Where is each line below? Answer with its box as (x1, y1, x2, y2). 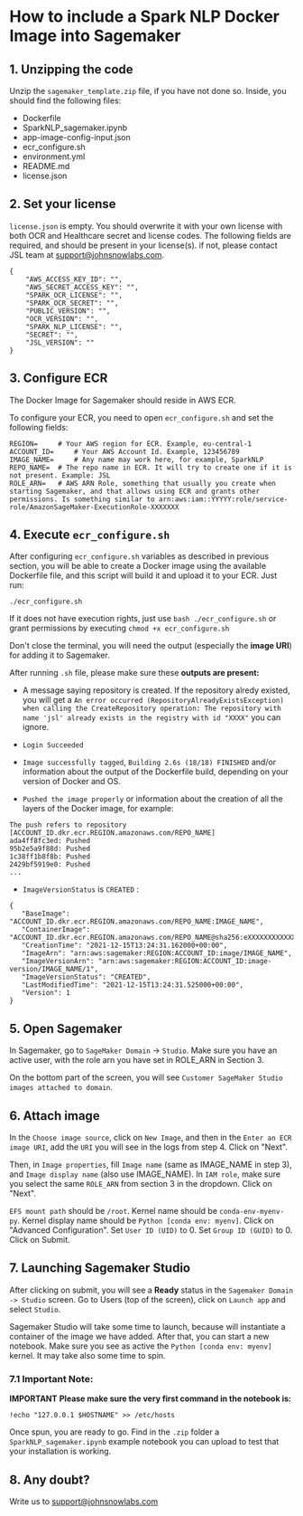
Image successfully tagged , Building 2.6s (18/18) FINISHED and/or (22, 757, 277, 768)
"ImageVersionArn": (21, 957, 95, 966)
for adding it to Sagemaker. (9, 649, 110, 661)
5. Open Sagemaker (9, 1020, 123, 1037)
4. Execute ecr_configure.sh (9, 527, 170, 543)
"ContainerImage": (21, 925, 91, 934)
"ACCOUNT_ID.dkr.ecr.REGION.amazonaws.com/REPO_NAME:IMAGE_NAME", (9, 917, 264, 926)
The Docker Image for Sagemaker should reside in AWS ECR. (9, 394, 236, 405)
